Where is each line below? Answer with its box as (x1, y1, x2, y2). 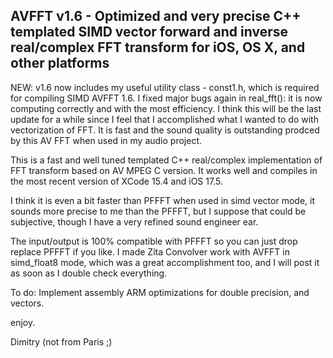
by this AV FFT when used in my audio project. (10, 134, 202, 146)
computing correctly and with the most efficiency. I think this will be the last (10, 102, 322, 114)
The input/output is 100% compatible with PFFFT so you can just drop (10, 235, 298, 247)
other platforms (10, 55, 110, 72)
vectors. (10, 297, 45, 309)
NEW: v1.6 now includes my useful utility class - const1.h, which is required (10, 81, 320, 93)
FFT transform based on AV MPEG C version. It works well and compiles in (10, 164, 318, 176)
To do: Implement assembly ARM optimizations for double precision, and (10, 286, 310, 298)
